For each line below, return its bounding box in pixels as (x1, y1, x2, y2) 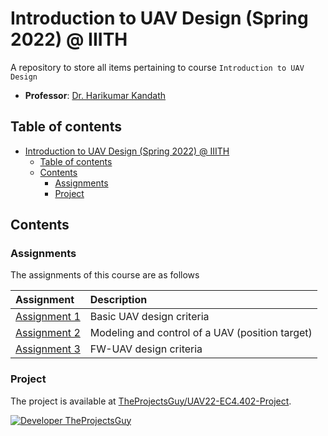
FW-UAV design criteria (89, 342, 203, 356)
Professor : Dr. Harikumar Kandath (24, 89, 167, 101)
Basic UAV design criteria (89, 310, 210, 324)
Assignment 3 (15, 342, 81, 356)
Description (89, 293, 148, 307)
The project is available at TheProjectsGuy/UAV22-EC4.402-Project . (10, 395, 292, 407)
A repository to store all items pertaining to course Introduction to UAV (10, 61, 305, 73)
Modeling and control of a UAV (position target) (89, 326, 313, 340)
